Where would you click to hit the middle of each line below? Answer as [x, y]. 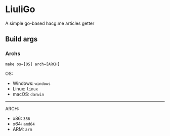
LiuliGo [20, 9]
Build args [22, 39]
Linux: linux [25, 88]
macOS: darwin [28, 94]
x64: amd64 [24, 124]
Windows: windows [31, 83]
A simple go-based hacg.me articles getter [50, 23]
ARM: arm [22, 129]
